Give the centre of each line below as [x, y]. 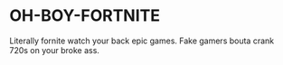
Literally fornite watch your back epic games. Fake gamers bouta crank [141, 41]
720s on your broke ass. [54, 50]
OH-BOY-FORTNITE [85, 16]
